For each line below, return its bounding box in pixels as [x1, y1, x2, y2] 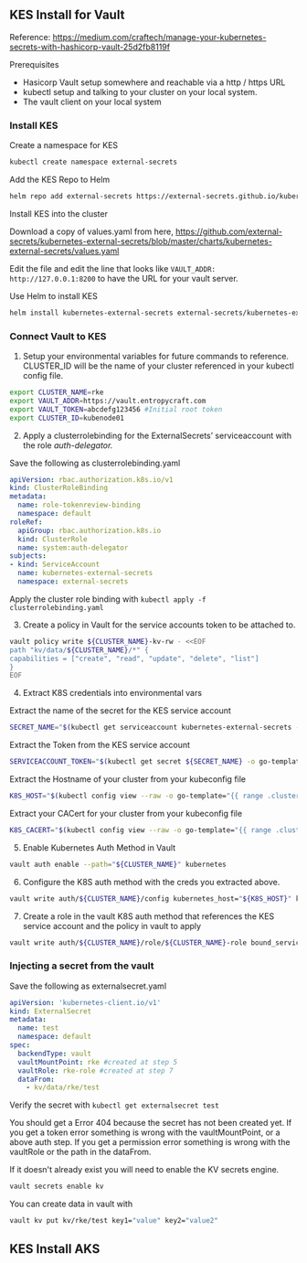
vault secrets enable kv [9, 1182, 104, 1192]
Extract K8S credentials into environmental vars [22, 688, 203, 699]
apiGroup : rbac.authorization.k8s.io [17, 526, 162, 535]
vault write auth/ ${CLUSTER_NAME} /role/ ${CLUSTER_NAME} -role [9, 937, 248, 947]
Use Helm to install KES [9, 290, 98, 301]
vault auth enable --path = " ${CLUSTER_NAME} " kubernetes [9, 860, 227, 869]
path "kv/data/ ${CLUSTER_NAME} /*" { [9, 645, 149, 655]
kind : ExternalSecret [9, 1006, 92, 1016]
